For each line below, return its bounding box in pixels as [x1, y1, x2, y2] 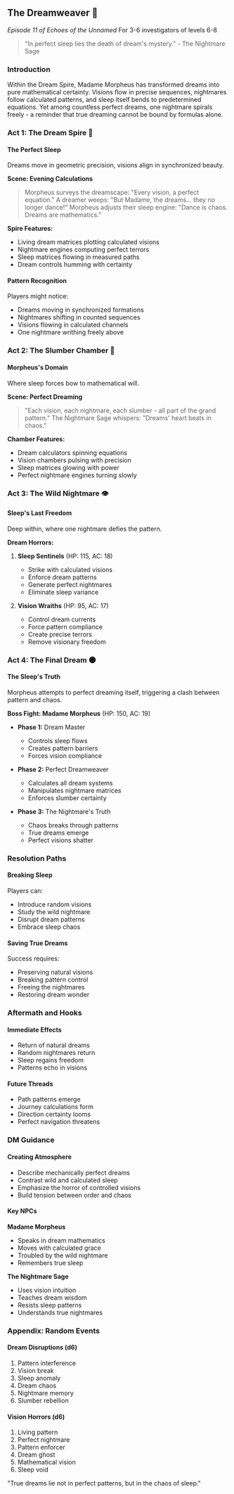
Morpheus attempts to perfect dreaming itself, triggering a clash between [7, 688, 220, 697]
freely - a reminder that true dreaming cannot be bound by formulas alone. [7, 110, 223, 119]
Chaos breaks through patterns [27, 821, 119, 829]
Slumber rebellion [17, 1396, 69, 1405]
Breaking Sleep [7, 871, 53, 880]
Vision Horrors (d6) [7, 1412, 65, 1421]
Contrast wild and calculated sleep [17, 1176, 118, 1184]
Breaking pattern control [17, 975, 89, 984]
